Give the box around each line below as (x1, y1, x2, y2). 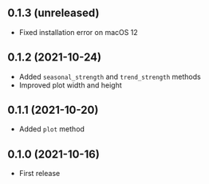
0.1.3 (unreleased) (7, 6, 100, 20)
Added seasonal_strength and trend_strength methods (18, 72, 201, 81)
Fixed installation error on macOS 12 (18, 27, 139, 37)
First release (18, 169, 61, 178)
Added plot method (18, 124, 85, 134)
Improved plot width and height (18, 80, 123, 90)
